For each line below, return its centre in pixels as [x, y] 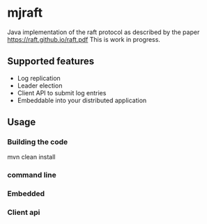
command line [32, 175]
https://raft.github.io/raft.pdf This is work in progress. [84, 39]
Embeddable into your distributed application [82, 100]
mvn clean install [31, 157]
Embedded [26, 194]
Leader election [40, 86]
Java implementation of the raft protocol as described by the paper [103, 32]
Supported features [51, 62]
